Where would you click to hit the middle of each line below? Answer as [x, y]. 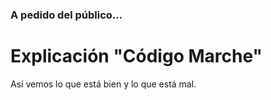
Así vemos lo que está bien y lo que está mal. [103, 84]
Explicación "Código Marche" [136, 56]
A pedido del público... [66, 15]
